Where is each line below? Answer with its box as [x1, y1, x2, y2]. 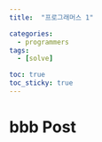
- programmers [17, 38, 69, 46]
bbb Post [9, 117, 77, 138]
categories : [9, 29, 53, 38]
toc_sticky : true [9, 79, 74, 88]
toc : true [9, 71, 46, 79]
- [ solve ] [17, 54, 53, 63]
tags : [9, 46, 29, 54]
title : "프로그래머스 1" [9, 13, 94, 22]
